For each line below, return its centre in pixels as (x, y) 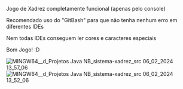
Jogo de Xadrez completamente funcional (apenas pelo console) (86, 9)
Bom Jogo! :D (23, 50)
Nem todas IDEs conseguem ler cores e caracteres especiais (81, 38)
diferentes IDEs (25, 27)
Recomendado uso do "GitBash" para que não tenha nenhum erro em (92, 20)
